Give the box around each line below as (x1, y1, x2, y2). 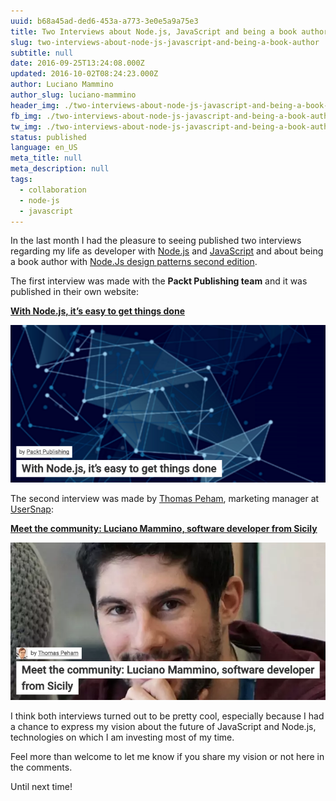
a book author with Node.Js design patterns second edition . (10, 256, 258, 268)
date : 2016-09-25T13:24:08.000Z (10, 58, 145, 69)
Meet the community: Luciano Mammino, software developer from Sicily (10, 523, 318, 535)
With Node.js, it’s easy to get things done (10, 305, 185, 317)
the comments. (10, 761, 73, 774)
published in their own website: (10, 286, 139, 298)
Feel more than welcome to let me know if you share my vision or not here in (10, 751, 325, 763)
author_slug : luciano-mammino (10, 90, 137, 100)
